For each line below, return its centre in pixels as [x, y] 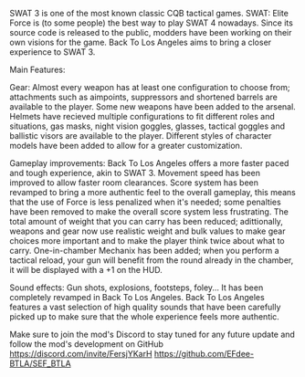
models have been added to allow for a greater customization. [126, 146]
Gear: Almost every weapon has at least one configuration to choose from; [150, 87]
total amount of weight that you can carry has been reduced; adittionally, [146, 221]
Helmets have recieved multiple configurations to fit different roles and [142, 116]
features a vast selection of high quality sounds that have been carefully [145, 307]
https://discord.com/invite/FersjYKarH [81, 354]
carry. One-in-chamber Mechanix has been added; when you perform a [145, 251]
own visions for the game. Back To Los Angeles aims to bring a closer [141, 42]
